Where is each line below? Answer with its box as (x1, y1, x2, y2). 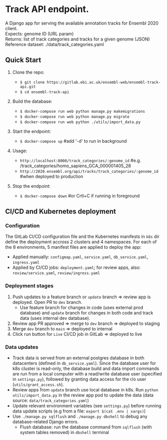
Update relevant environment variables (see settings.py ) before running (12, 403, 162, 409)
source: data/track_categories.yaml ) (12, 397, 89, 403)
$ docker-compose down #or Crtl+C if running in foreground (19, 193, 140, 199)
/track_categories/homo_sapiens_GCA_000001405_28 (19, 163, 131, 169)
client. (5, 25, 18, 31)
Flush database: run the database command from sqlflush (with (19, 424, 152, 430)
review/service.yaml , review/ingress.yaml (12, 270, 100, 276)
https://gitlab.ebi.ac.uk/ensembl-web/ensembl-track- (46, 80, 161, 85)
